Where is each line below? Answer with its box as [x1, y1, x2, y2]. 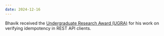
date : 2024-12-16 [5, 7, 41, 12]
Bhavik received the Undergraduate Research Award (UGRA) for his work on [5, 20, 160, 26]
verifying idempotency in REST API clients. [5, 25, 91, 31]
